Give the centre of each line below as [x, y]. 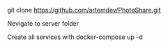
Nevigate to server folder [43, 23]
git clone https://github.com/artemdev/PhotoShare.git [84, 10]
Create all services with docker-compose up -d [75, 37]
